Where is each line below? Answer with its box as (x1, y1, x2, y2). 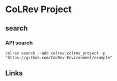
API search (5, 39, 33, 46)
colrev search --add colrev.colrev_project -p (5, 50, 106, 56)
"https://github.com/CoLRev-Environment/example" (5, 55, 113, 60)
